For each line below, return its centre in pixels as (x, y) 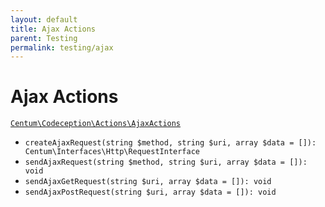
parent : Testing (44, 38)
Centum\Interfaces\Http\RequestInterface (112, 152)
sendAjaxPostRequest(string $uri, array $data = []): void (150, 192)
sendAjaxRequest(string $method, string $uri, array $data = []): (166, 162)
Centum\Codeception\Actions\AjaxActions (96, 124)
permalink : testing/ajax (62, 47)
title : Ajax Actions (53, 29)
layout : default (44, 19)
